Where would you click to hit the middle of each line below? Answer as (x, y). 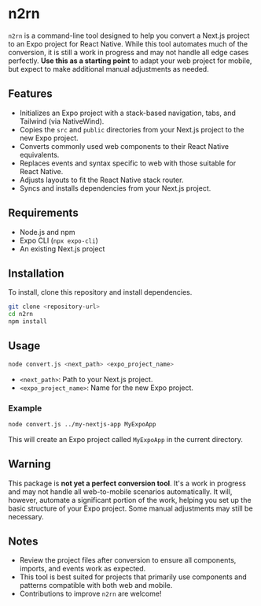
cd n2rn (21, 314)
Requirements (43, 213)
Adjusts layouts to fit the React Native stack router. (101, 180)
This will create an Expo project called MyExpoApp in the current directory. (126, 439)
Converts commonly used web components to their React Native (124, 146)
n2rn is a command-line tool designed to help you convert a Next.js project (129, 35)
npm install (28, 322)
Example (25, 408)
